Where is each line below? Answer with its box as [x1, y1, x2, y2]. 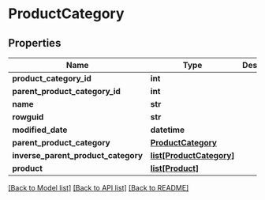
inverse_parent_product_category [12, 150, 144, 160]
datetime [150, 124, 185, 135]
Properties [8, 36, 62, 50]
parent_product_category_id [12, 86, 121, 96]
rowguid [12, 111, 44, 123]
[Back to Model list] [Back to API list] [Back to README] [8, 183, 189, 192]
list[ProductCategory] [150, 150, 235, 160]
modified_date [12, 124, 68, 135]
